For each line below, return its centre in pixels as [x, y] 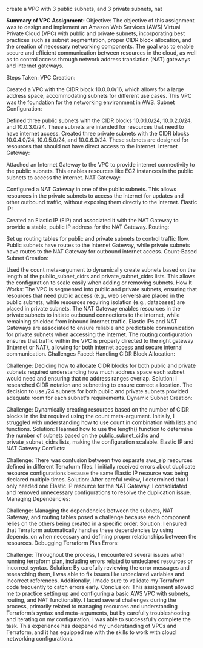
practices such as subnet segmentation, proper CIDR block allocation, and [99, 40]
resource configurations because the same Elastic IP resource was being [98, 473]
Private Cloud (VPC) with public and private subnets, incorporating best [96, 33]
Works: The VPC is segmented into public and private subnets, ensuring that [102, 289]
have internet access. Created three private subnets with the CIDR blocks [98, 133]
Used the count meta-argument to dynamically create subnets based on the [101, 270]
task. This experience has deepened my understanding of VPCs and [92, 626]
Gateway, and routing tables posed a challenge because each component [98, 517]
